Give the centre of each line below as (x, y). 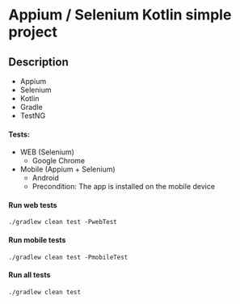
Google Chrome (59, 161)
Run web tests (33, 205)
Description (38, 62)
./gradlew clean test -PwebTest (63, 222)
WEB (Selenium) (47, 152)
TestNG (33, 116)
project (33, 32)
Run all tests (29, 275)
